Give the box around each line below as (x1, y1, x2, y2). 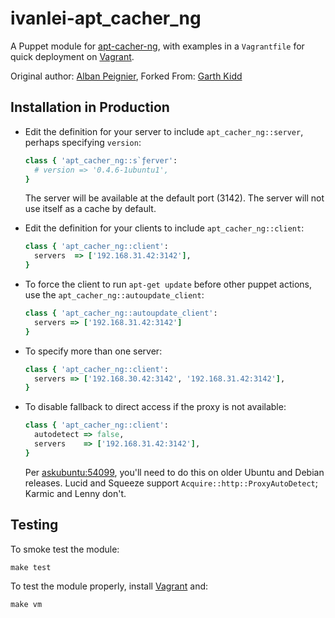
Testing (10, 517, 59, 534)
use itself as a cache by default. (24, 203, 157, 215)
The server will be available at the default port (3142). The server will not (24, 192, 325, 204)
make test (10, 562, 52, 572)
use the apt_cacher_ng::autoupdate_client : (24, 289, 205, 301)
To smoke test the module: (10, 543, 120, 555)
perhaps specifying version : (24, 136, 142, 148)
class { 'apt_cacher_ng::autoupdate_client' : (24, 308, 218, 318)
